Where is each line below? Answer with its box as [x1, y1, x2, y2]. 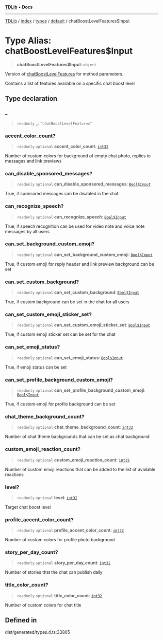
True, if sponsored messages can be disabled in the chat [5, 191, 119, 197]
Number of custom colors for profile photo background [5, 537, 115, 543]
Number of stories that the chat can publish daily [5, 569, 103, 575]
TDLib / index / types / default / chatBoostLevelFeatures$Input [5, 18, 130, 24]
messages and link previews [5, 158, 62, 164]
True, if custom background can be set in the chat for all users [5, 299, 130, 305]
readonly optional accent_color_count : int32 [16, 143, 109, 149]
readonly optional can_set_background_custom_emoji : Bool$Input [16, 252, 153, 257]
